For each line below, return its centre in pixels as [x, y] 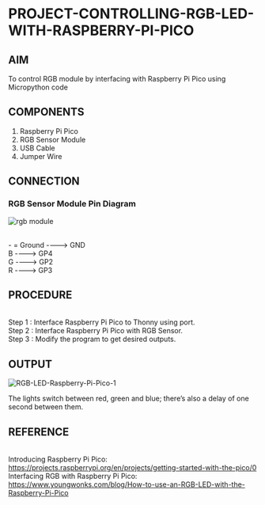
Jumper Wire [41, 156]
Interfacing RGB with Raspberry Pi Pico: [73, 476]
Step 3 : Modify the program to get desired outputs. [92, 339]
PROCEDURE [40, 295]
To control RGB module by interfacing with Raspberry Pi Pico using [117, 79]
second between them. [46, 407]
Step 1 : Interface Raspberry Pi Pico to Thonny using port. [102, 322]
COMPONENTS [46, 112]
